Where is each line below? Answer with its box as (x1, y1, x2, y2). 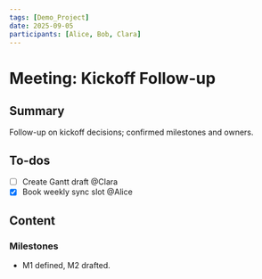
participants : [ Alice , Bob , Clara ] (9, 29, 142, 38)
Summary (9, 103, 65, 119)
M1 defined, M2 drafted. (21, 260, 111, 270)
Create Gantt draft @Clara (21, 176, 119, 187)
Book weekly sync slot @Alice (21, 186, 134, 197)
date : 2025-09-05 (9, 21, 74, 30)
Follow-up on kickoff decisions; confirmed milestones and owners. (9, 127, 254, 138)
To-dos (9, 152, 51, 168)
